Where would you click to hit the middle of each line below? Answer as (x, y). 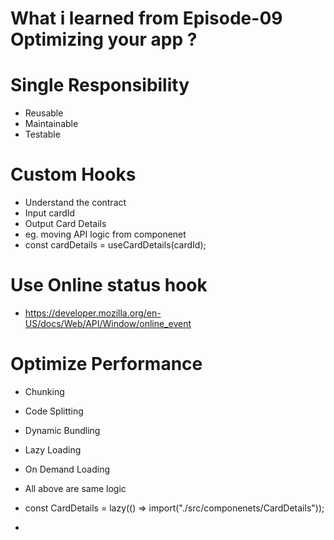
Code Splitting (54, 411)
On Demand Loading (67, 469)
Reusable (44, 113)
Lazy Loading (53, 449)
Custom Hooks (73, 174)
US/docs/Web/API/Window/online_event (108, 323)
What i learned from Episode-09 (146, 18)
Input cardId (50, 213)
